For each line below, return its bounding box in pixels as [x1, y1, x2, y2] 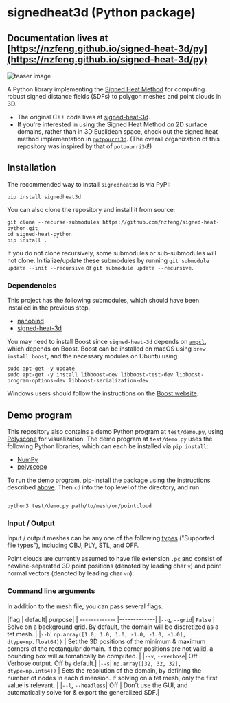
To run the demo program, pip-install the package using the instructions [7, 476, 211, 484]
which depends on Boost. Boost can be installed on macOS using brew [7, 345, 206, 353]
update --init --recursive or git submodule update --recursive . [7, 263, 194, 272]
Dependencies [7, 280, 57, 290]
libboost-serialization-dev [68, 378, 149, 384]
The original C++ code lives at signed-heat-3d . [16, 113, 150, 121]
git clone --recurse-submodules [7, 218, 100, 226]
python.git [7, 224, 38, 231]
